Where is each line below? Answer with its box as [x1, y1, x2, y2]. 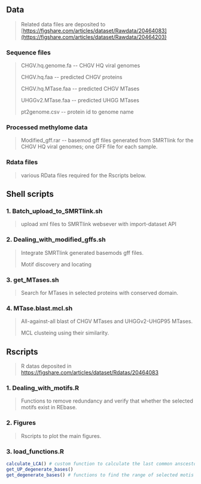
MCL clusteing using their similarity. [20, 329, 109, 337]
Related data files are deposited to [20, 20, 106, 28]
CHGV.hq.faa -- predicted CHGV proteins [20, 74, 123, 81]
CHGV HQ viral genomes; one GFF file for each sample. [20, 143, 158, 150]
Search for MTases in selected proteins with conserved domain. [20, 289, 178, 296]
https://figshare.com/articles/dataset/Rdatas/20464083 [20, 369, 159, 376]
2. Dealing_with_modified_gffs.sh [6, 236, 106, 244]
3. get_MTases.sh [6, 275, 59, 284]
